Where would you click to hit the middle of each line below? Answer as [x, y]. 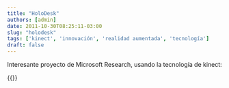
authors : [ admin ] [32, 20]
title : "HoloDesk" [33, 13]
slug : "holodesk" [32, 32]
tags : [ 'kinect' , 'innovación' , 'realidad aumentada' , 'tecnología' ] [108, 39]
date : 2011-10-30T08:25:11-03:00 [55, 26]
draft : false [26, 45]
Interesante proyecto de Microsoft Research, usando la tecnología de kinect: [114, 64]
